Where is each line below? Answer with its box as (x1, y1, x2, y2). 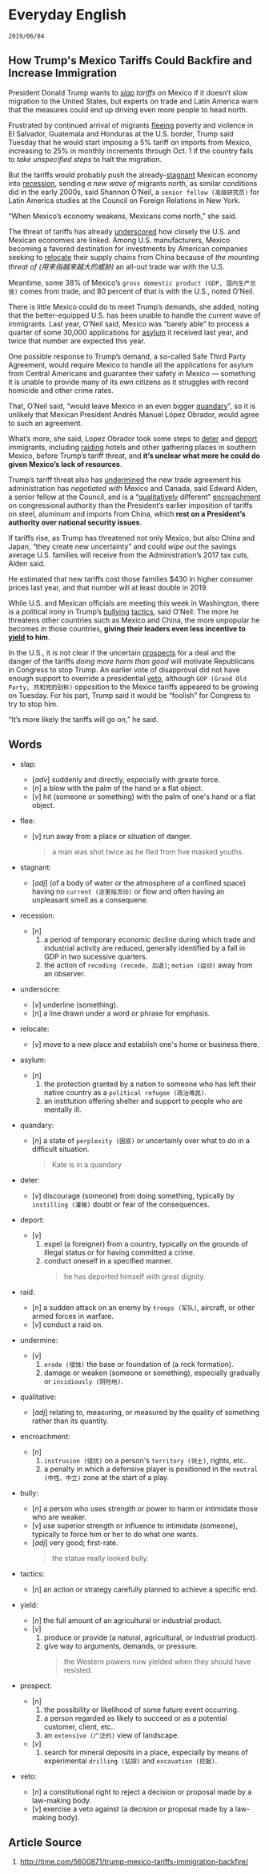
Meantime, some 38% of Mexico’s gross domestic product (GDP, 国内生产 (8, 278, 251, 287)
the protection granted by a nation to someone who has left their (43, 1079, 256, 1089)
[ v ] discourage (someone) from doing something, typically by (31, 1191, 235, 1200)
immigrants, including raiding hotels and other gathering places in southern (8, 442, 256, 452)
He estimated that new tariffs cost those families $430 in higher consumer (8, 574, 254, 583)
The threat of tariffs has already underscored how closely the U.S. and (8, 226, 241, 236)
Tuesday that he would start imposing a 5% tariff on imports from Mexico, (8, 137, 252, 147)
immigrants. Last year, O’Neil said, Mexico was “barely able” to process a (8, 318, 250, 328)
